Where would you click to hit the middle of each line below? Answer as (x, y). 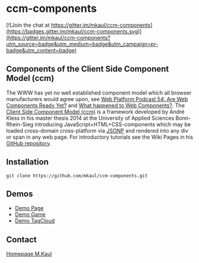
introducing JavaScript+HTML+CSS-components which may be (113, 124)
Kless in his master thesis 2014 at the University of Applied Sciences (90, 118)
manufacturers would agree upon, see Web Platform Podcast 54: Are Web (97, 99)
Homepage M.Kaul (29, 254)
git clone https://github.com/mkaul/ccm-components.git (77, 176)
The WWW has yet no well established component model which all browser (99, 93)
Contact (21, 239)
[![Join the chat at (28, 25)
